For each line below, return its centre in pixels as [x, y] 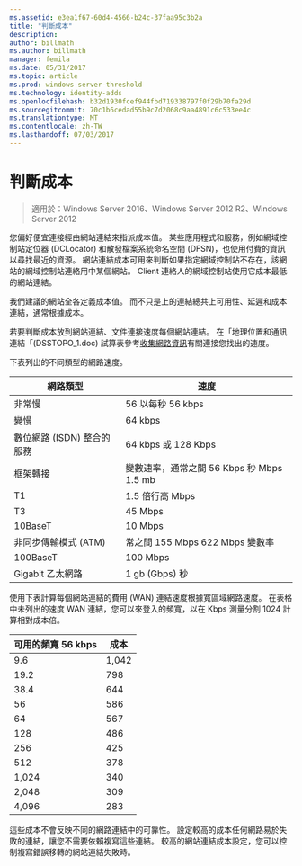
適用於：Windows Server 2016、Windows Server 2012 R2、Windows [159, 209]
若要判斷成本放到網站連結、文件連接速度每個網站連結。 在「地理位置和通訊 [148, 331]
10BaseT [33, 525]
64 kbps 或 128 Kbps [171, 444]
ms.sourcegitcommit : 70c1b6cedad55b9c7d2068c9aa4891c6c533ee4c [130, 110]
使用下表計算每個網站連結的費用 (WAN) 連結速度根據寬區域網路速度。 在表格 [151, 597]
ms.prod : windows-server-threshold [76, 85]
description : [34, 34]
